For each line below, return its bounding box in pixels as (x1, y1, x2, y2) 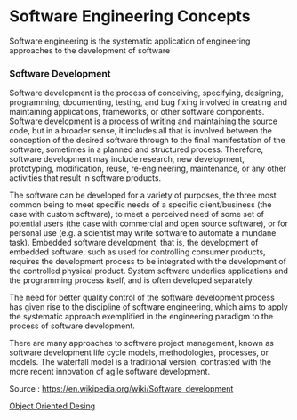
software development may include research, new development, (9, 154, 245, 165)
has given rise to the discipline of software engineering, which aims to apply (9, 302, 289, 312)
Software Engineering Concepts (9, 6, 251, 27)
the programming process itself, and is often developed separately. (9, 275, 255, 286)
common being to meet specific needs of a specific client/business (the (9, 199, 272, 210)
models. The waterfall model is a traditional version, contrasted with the (9, 357, 272, 367)
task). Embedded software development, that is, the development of (9, 238, 259, 248)
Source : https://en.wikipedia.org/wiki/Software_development (9, 384, 234, 394)
